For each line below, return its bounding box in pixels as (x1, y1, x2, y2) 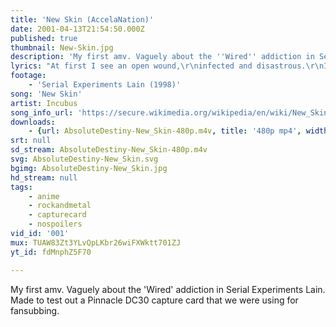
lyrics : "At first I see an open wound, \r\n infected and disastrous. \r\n (10, 61, 325, 71)
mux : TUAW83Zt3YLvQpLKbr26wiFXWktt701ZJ (10, 237, 182, 248)
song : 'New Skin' (10, 89, 83, 99)
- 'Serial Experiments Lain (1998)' (28, 80, 182, 90)
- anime (28, 191, 60, 201)
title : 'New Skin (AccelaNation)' (10, 14, 155, 25)
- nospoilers (28, 219, 83, 230)
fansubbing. (10, 304, 60, 316)
